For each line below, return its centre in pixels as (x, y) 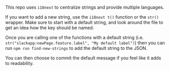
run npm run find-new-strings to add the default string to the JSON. (76, 48)
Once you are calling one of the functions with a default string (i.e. (74, 38)
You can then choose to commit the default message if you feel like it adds (83, 58)
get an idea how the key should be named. (50, 28)
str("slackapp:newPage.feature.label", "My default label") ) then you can (85, 43)
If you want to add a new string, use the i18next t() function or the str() (82, 17)
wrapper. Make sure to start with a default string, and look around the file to (84, 22)
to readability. (20, 63)
